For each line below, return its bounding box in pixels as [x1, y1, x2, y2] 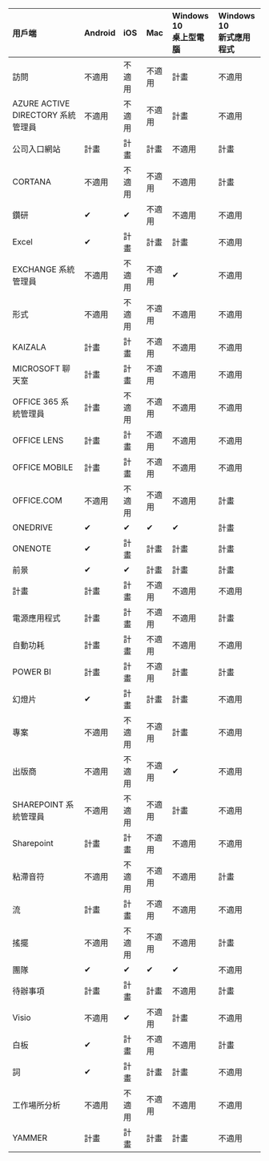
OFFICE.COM [12, 495, 62, 506]
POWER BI [12, 666, 52, 677]
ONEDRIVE [12, 522, 54, 532]
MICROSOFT [12, 363, 61, 374]
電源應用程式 [12, 613, 62, 624]
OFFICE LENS [12, 435, 64, 446]
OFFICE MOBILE [12, 462, 74, 472]
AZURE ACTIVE [12, 98, 70, 109]
